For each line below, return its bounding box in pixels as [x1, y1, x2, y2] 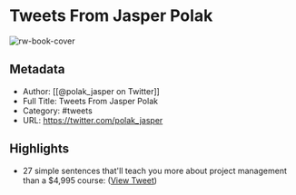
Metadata [9, 62, 65, 77]
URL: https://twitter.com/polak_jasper [22, 114, 163, 125]
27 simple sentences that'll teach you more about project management [22, 165, 288, 176]
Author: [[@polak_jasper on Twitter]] [22, 85, 161, 96]
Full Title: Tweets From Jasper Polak [22, 95, 159, 106]
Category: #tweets [22, 105, 93, 116]
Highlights [9, 141, 70, 157]
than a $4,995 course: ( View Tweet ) [22, 174, 157, 186]
